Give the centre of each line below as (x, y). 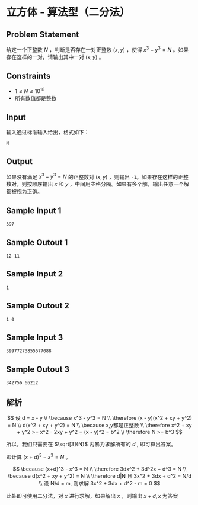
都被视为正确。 (24, 192)
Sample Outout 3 (38, 369)
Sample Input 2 (35, 274)
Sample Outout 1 (37, 242)
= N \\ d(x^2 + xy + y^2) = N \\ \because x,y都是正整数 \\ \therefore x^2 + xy (100, 425)
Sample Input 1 (34, 210)
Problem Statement (43, 34)
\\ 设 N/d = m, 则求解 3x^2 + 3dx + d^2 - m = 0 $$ (100, 483)
